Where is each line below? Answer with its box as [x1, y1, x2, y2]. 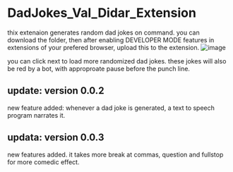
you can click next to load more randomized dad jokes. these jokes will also [7, 56, 227, 65]
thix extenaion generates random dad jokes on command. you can [7, 28, 200, 37]
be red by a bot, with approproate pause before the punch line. [7, 64, 191, 73]
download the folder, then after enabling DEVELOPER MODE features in [7, 35, 215, 44]
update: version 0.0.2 [7, 85, 104, 97]
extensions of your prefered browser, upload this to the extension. [7, 43, 200, 51]
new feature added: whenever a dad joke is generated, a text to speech [7, 104, 215, 112]
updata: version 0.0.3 [7, 132, 104, 144]
